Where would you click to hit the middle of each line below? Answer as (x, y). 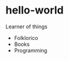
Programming (31, 50)
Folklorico (26, 38)
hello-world (35, 10)
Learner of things (27, 26)
